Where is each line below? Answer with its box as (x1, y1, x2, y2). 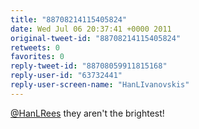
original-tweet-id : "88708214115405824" (10, 33, 182, 43)
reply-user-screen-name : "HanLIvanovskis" (10, 80, 190, 90)
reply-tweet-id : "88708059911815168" (10, 61, 168, 71)
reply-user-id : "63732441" (10, 71, 123, 81)
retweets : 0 (10, 42, 60, 53)
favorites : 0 (10, 52, 65, 62)
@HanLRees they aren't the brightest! (10, 107, 165, 119)
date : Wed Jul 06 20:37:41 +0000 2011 (10, 24, 172, 34)
